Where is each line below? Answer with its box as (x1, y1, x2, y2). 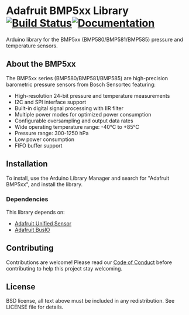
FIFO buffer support (14, 142, 63, 149)
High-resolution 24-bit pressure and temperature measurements (14, 92, 170, 99)
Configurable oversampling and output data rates (14, 117, 133, 124)
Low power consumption (14, 136, 75, 143)
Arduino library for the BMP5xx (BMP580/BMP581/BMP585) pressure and (6, 36, 183, 43)
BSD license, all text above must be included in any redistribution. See (6, 297, 175, 304)
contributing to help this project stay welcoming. (6, 265, 123, 272)
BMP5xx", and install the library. (6, 180, 83, 188)
